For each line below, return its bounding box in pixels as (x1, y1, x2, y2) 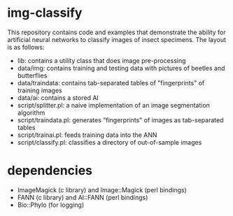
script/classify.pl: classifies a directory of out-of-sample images (17, 138, 202, 146)
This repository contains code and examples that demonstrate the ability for (7, 28, 226, 36)
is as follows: (7, 43, 45, 51)
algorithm (17, 108, 45, 117)
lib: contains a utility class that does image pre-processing (17, 56, 187, 64)
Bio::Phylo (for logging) (17, 201, 85, 209)
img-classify (7, 5, 83, 21)
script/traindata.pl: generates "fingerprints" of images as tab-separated (17, 115, 224, 124)
